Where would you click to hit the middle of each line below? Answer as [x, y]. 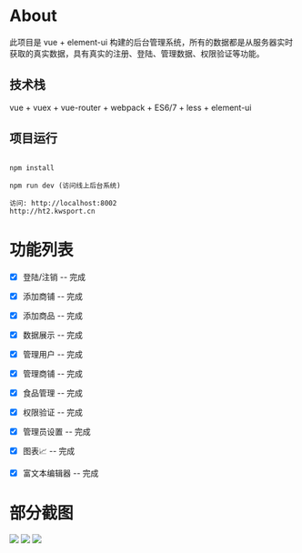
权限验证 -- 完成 [53, 412]
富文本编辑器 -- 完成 [60, 473]
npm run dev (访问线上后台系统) [65, 186]
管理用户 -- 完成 [53, 354]
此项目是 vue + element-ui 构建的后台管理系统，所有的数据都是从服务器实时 [151, 42]
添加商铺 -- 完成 [53, 296]
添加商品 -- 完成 [53, 316]
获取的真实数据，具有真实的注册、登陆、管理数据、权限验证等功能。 [137, 53]
